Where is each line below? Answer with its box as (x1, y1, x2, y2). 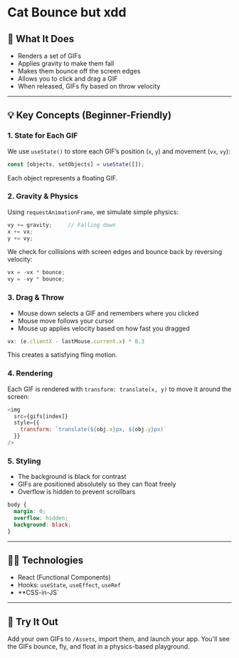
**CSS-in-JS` (17, 588, 59, 597)
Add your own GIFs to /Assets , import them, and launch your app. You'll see (7, 634, 230, 643)
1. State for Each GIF (7, 131, 78, 141)
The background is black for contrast (17, 472, 127, 481)
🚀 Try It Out (7, 615, 58, 628)
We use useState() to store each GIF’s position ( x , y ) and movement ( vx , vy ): (7, 147, 231, 156)
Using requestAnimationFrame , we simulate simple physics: (7, 208, 179, 216)
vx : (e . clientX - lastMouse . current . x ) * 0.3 (7, 338, 145, 345)
